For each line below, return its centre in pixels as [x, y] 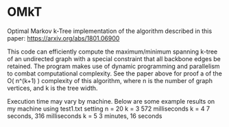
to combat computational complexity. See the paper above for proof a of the [115, 73]
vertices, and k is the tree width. [52, 88]
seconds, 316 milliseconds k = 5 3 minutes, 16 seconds [85, 116]
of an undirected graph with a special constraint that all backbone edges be [114, 58]
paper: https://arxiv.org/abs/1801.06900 [63, 38]
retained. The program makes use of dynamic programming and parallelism [114, 66]
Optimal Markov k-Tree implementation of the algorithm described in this [110, 31]
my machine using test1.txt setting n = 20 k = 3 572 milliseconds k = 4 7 [109, 108]
